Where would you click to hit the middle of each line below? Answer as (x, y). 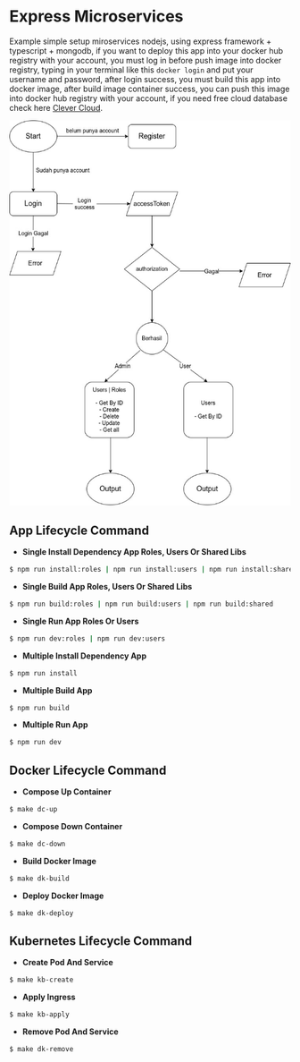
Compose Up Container (67, 792)
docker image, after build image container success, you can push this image (150, 89)
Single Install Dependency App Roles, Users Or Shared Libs (134, 552)
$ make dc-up (33, 810)
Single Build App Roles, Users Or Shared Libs (107, 586)
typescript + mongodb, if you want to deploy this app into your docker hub (146, 50)
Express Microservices (96, 17)
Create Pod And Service (67, 963)
